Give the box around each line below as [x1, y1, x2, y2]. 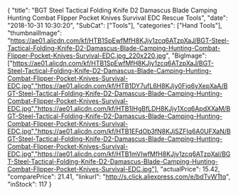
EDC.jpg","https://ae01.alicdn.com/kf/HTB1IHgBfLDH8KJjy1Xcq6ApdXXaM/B [7, 105, 231, 112]
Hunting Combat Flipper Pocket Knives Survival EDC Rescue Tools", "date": [7, 14, 228, 22]
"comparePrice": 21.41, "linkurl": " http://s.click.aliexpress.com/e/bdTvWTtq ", [7, 172, 231, 181]
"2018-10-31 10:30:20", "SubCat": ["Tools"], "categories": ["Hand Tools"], [7, 21, 222, 29]
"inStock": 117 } [7, 180, 52, 188]
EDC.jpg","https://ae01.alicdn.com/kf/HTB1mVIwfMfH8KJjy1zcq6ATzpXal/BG [7, 149, 231, 158]
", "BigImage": [166, 51, 207, 60]
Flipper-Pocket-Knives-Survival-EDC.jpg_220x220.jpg [7, 51, 166, 60]
